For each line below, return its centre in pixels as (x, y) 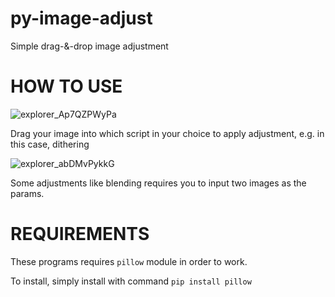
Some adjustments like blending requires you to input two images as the (158, 183)
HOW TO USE (66, 86)
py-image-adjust (81, 18)
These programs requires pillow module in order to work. (129, 261)
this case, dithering (50, 144)
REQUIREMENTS (80, 234)
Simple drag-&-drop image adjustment (89, 46)
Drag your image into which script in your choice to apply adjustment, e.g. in (167, 133)
